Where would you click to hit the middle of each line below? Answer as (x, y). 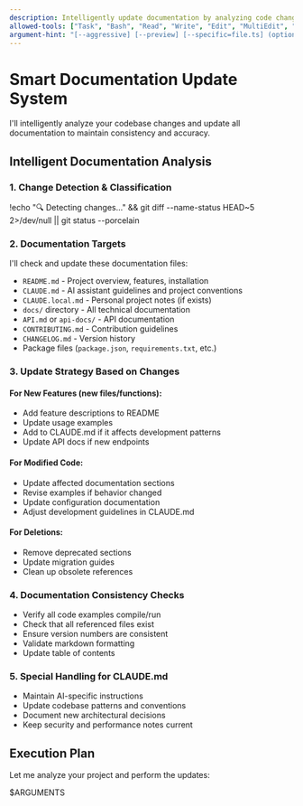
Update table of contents (69, 653)
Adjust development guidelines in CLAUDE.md (108, 511)
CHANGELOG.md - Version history (79, 339)
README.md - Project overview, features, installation (115, 281)
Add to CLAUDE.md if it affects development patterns (121, 432)
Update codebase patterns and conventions (104, 706)
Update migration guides (69, 562)
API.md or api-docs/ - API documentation (98, 319)
